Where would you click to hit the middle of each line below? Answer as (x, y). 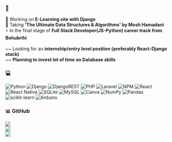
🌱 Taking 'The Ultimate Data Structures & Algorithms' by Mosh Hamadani (85, 25)
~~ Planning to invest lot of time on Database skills (61, 60)
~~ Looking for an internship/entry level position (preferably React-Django (86, 49)
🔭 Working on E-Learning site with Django (51, 19)
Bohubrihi (16, 38)
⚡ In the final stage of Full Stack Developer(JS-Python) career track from (84, 31)
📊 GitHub (17, 111)
